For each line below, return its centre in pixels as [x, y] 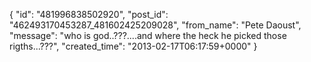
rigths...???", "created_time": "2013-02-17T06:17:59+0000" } [133, 46]
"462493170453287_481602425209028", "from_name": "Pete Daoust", [155, 25]
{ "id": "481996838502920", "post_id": [89, 14]
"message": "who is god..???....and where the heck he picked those [148, 35]
